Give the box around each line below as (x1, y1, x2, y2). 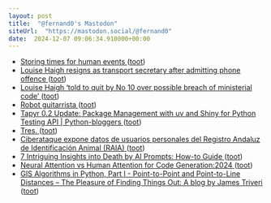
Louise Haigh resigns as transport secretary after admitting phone (19, 66, 241, 76)
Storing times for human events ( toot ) (19, 57, 146, 67)
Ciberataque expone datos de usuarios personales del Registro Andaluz (19, 135, 261, 145)
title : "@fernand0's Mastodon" (8, 19, 118, 28)
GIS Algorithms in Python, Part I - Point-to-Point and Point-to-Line (19, 169, 241, 179)
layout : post (8, 11, 53, 20)
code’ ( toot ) (19, 91, 60, 101)
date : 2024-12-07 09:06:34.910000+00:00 (8, 34, 151, 43)
